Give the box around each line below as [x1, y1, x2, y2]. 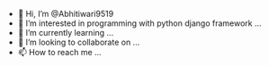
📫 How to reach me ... [17, 47, 102, 57]
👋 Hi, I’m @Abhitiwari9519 [17, 9, 114, 19]
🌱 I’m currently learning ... [17, 28, 114, 37]
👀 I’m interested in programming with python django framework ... [17, 18, 263, 29]
